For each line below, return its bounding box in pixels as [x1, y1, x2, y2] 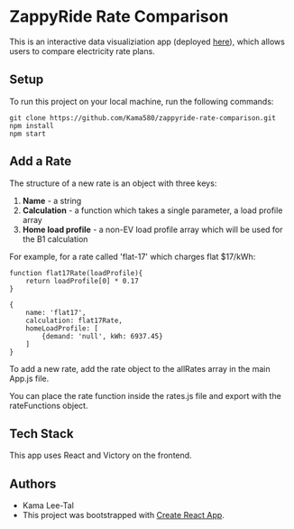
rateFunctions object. [9, 400, 88, 411]
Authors [9, 476, 57, 491]
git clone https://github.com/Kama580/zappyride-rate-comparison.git [9, 113, 277, 123]
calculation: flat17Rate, [25, 316, 124, 325]
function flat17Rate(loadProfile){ [9, 268, 143, 277]
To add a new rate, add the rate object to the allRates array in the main [9, 363, 271, 374]
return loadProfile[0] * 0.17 [25, 276, 140, 285]
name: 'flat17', [25, 308, 87, 317]
